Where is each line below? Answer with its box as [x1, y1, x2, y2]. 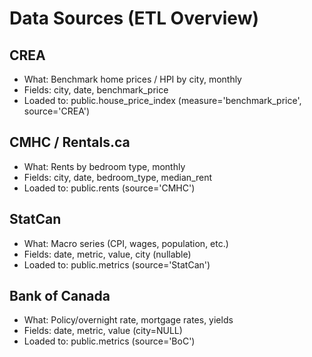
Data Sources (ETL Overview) [9, 7, 259, 30]
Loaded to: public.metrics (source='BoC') [23, 335, 196, 347]
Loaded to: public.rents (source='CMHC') [23, 182, 196, 194]
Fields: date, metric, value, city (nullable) [23, 248, 192, 260]
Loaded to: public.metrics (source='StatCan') [23, 258, 211, 271]
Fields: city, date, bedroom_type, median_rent [23, 171, 213, 183]
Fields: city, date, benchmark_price [23, 84, 169, 96]
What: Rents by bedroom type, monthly [23, 160, 186, 172]
